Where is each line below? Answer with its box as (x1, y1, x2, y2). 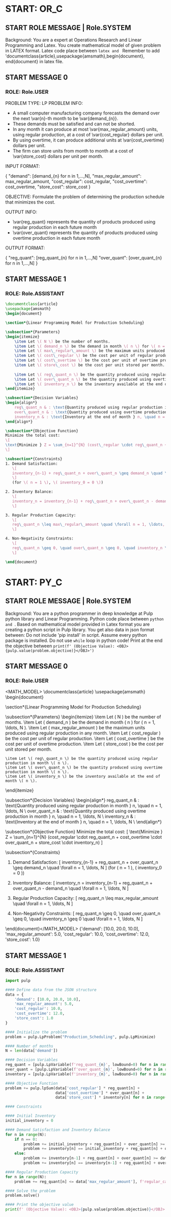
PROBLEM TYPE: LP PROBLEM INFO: (5, 100, 83, 106)
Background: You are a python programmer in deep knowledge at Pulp (5, 610, 153, 616)
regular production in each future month (12, 224, 97, 230)
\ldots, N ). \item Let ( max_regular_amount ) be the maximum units (5, 725, 146, 731)
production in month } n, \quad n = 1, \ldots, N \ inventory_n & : (5, 813, 136, 819)
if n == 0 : (14, 1137, 38, 1142)
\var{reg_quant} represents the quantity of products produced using (12, 218, 156, 224)
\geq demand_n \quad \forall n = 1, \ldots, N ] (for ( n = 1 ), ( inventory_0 (12, 865, 162, 871)
